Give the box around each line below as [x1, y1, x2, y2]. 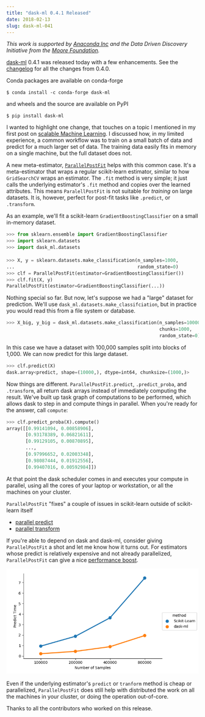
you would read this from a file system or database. [6, 307, 136, 314]
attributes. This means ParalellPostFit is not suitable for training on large [6, 187, 193, 195]
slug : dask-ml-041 [6, 23, 53, 29]
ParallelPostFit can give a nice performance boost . [6, 556, 138, 563]
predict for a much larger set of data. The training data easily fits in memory [6, 143, 197, 150]
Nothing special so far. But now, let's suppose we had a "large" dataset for [6, 294, 193, 302]
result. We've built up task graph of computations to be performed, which [6, 393, 191, 401]
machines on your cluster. [6, 488, 71, 496]
